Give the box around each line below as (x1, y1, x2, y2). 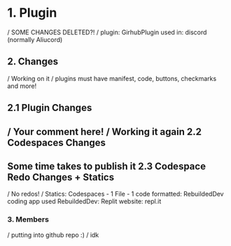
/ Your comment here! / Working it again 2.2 (7, 126, 202, 138)
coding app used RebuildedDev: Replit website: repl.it (7, 197, 162, 205)
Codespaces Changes (7, 136, 106, 148)
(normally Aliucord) (7, 35, 63, 43)
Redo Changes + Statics (7, 171, 114, 183)
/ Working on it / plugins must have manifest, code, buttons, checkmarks (7, 74, 217, 82)
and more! (7, 82, 37, 90)
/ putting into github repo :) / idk (7, 231, 99, 239)
